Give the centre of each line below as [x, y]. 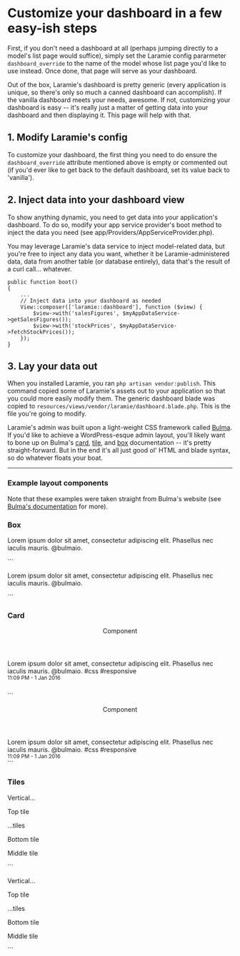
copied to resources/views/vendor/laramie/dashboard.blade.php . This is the [119, 406]
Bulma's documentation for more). [58, 506]
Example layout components [58, 483]
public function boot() [43, 282]
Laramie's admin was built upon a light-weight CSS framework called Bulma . [120, 428]
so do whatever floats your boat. [55, 458]
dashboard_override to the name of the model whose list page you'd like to [117, 63]
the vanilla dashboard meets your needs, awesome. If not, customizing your [119, 100]
